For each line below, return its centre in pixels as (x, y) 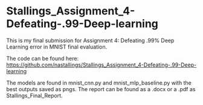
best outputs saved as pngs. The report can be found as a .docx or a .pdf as (101, 89)
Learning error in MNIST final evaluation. (57, 47)
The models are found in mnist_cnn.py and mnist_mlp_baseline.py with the (99, 83)
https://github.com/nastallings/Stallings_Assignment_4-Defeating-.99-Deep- (101, 65)
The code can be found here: (43, 58)
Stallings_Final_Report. (34, 95)
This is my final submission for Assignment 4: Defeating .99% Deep (90, 40)
